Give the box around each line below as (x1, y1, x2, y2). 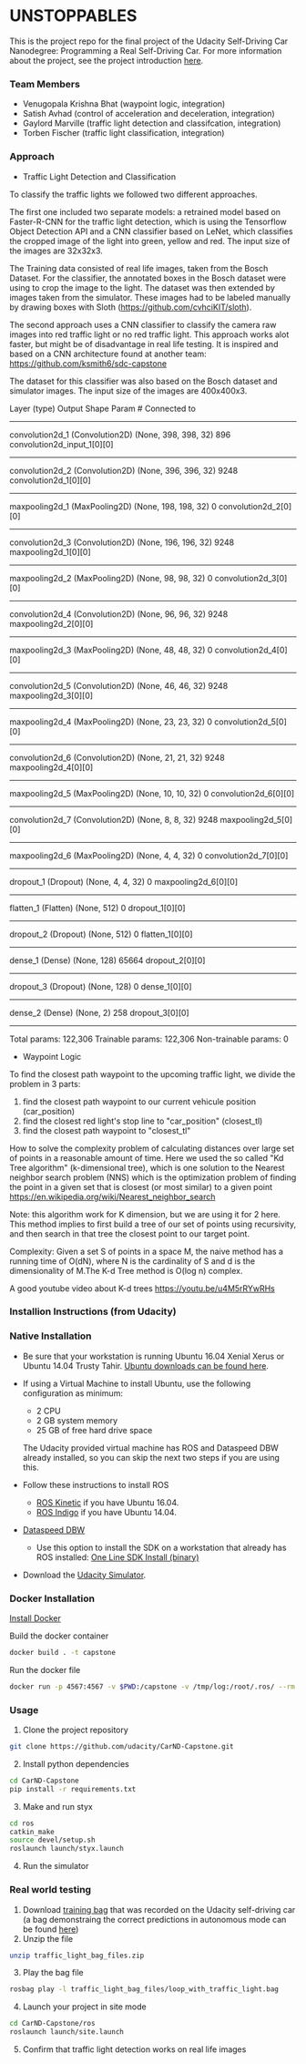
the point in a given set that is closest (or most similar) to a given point (9, 1181, 273, 1192)
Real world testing (9, 1884, 92, 1896)
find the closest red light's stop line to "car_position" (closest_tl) (22, 1115, 263, 1126)
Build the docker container (9, 1630, 109, 1641)
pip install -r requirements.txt (9, 1784, 137, 1793)
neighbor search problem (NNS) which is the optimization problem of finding (9, 1172, 297, 1183)
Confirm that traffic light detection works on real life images (22, 2044, 247, 2055)
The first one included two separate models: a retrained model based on (9, 206, 280, 217)
